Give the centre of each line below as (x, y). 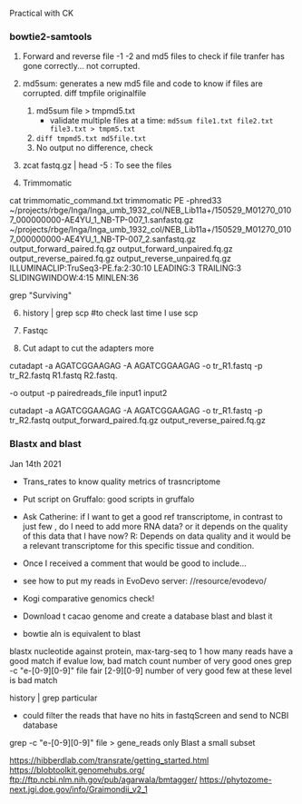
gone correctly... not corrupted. (81, 66)
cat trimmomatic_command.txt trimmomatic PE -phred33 (116, 201)
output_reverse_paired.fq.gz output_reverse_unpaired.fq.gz (120, 259)
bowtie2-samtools (51, 36)
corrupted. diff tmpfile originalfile (84, 94)
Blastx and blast (45, 444)
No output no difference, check (94, 148)
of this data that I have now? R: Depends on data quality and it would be (157, 536)
